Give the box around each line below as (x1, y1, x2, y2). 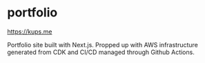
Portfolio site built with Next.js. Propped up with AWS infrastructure (7, 40, 199, 49)
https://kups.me (7, 27, 52, 36)
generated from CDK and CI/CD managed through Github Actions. (7, 48, 195, 56)
